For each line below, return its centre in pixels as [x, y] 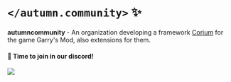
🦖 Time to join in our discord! [50, 56]
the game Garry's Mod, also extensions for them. [79, 40]
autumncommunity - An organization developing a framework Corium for [116, 32]
